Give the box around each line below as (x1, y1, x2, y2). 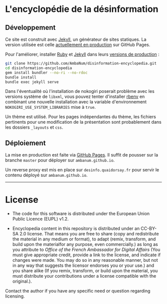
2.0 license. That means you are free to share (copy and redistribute (19, 231, 159, 237)
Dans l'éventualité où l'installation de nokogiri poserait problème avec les (5, 88, 155, 94)
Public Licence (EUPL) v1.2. (12, 216, 69, 222)
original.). (12, 278, 32, 284)
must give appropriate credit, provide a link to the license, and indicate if (12, 252, 161, 258)
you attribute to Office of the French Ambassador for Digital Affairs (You (12, 247, 161, 253)
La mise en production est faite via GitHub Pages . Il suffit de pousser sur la (5, 152, 158, 158)
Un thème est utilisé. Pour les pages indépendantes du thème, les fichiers (5, 114, 157, 120)
